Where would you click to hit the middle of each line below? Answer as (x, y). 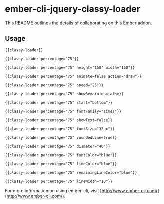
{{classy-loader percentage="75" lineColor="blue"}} (61, 164)
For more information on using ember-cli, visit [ (54, 190)
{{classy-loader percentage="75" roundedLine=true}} (61, 138)
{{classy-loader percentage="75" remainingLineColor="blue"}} (71, 173)
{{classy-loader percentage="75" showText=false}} (59, 120)
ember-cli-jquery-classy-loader (73, 9)
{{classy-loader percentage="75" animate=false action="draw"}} (73, 76)
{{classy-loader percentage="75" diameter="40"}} (58, 146)
